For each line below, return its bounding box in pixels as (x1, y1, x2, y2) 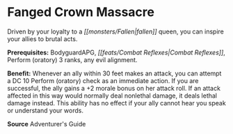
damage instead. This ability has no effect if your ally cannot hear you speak (7, 98, 226, 107)
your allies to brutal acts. (7, 34, 78, 43)
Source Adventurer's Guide (7, 119, 86, 128)
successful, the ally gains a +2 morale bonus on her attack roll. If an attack (7, 84, 221, 92)
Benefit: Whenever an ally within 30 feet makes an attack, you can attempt (7, 69, 222, 77)
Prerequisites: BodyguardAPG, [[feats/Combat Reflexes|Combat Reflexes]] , (7, 48, 226, 57)
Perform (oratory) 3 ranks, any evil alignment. (7, 55, 138, 64)
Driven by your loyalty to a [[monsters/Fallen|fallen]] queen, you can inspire (7, 27, 225, 36)
